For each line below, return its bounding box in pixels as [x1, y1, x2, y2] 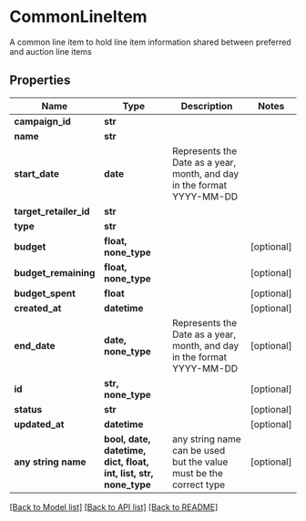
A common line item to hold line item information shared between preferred [9, 36, 291, 47]
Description [180, 99, 233, 112]
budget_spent [14, 287, 76, 300]
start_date [14, 167, 60, 179]
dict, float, [104, 455, 149, 468]
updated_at [14, 417, 65, 430]
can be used [171, 444, 226, 456]
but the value [171, 455, 229, 468]
